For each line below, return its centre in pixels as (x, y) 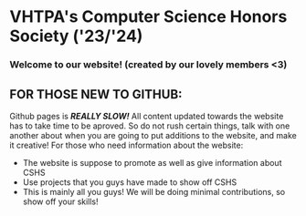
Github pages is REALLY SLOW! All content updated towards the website (147, 116)
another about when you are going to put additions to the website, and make (153, 135)
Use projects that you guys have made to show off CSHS (130, 182)
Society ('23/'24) (76, 36)
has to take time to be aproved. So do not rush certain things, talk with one (150, 126)
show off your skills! (60, 201)
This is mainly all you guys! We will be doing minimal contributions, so (154, 191)
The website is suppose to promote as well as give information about (152, 162)
